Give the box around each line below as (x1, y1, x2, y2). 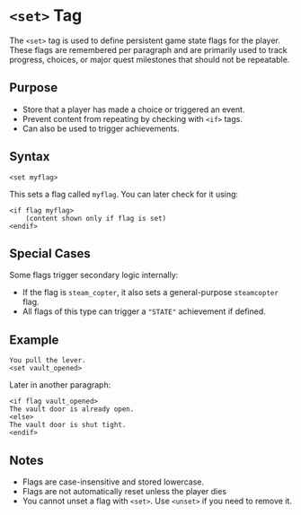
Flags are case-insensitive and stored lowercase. (22, 476, 205, 487)
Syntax (9, 149, 50, 164)
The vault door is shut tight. (9, 421, 127, 430)
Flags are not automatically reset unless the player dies (22, 486, 227, 496)
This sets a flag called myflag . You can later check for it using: (9, 188, 239, 199)
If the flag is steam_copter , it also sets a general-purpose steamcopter (22, 287, 279, 298)
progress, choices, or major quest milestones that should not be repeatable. (9, 54, 290, 65)
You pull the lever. (9, 356, 87, 365)
